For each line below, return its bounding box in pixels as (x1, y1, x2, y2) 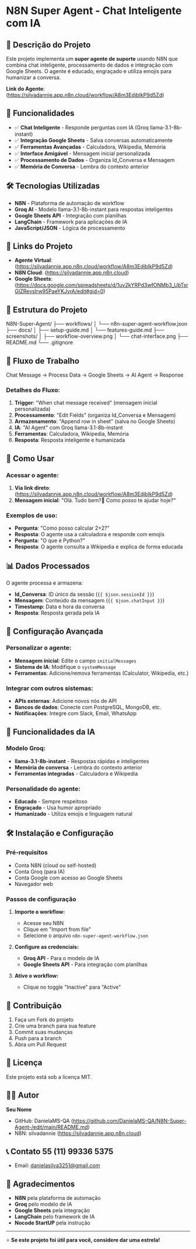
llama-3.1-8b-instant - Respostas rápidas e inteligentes (14, 757, 149, 764)
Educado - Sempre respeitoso (14, 798, 87, 805)
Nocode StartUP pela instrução (14, 1219, 90, 1226)
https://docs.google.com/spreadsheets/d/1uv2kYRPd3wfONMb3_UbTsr (16, 282, 188, 289)
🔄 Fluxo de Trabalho (6, 356, 80, 366)
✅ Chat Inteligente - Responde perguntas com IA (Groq (14, 124, 149, 131)
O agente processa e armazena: (6, 579, 83, 586)
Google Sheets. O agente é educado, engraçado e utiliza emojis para (6, 68, 172, 74)
